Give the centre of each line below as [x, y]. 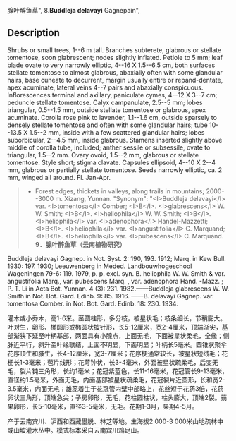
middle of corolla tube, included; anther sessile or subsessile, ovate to [109, 147]
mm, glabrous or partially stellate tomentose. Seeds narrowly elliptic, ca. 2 [115, 170]
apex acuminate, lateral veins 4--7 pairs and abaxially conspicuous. [105, 87]
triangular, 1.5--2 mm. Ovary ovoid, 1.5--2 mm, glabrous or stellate [103, 155]
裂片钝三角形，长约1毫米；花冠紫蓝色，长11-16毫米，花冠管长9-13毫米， [124, 371]
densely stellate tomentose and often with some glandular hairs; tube [107, 125]
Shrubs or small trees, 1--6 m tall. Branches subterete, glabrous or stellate [114, 50]
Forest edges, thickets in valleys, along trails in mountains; [120, 191]
